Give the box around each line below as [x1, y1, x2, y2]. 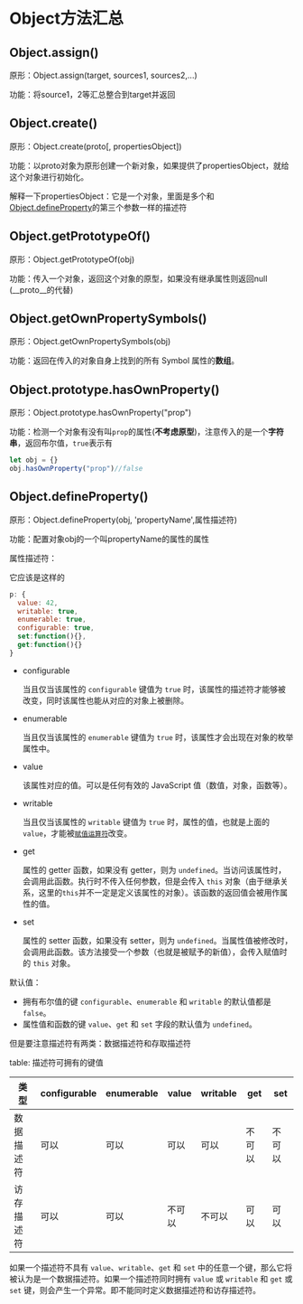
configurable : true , [17, 624, 95, 633]
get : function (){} [17, 641, 83, 650]
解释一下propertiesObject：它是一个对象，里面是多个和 [9, 191, 215, 202]
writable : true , [17, 606, 78, 615]
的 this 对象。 [22, 957, 76, 968]
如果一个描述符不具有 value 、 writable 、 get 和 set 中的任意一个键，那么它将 [9, 1262, 293, 1272]
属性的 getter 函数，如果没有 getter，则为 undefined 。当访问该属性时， [22, 864, 287, 875]
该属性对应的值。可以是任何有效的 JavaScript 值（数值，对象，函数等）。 [22, 779, 292, 791]
